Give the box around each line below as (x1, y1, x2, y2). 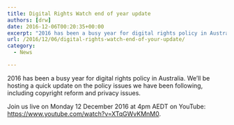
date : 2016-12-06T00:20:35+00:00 (7, 23, 104, 30)
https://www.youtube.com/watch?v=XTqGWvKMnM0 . (7, 109, 162, 118)
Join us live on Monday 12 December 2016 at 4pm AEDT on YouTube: (7, 102, 206, 110)
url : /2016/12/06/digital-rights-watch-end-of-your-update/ (7, 36, 186, 43)
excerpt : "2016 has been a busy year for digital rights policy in (7, 29, 208, 37)
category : (7, 42, 36, 49)
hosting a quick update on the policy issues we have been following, (7, 81, 203, 90)
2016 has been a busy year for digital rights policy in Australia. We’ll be (7, 74, 210, 82)
